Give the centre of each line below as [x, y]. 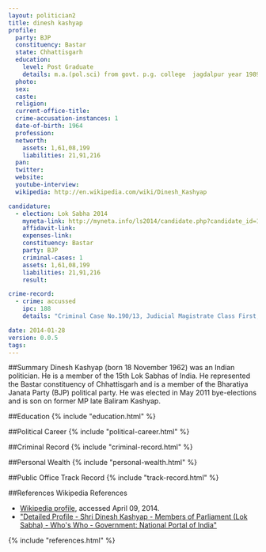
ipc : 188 [37, 309]
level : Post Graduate [58, 67]
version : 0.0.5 [33, 338]
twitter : [30, 170]
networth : [31, 140]
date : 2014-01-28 [37, 330]
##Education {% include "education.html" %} [82, 417]
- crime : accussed [46, 301]
